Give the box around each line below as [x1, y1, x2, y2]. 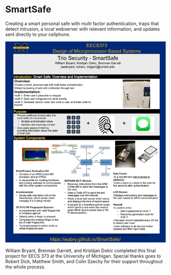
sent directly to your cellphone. [5, 31, 71, 37]
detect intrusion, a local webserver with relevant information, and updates [5, 26, 160, 32]
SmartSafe [5, 4, 52, 15]
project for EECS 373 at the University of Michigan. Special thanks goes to [5, 253, 161, 259]
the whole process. [5, 264, 46, 270]
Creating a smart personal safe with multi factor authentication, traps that [5, 20, 159, 27]
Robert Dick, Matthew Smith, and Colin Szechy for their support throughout [5, 259, 163, 265]
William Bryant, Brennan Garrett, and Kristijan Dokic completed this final [5, 247, 156, 254]
